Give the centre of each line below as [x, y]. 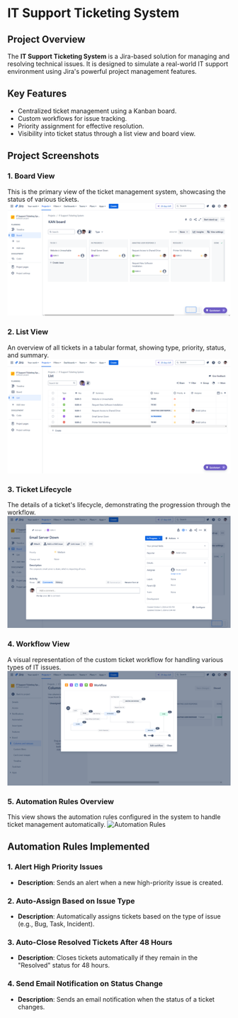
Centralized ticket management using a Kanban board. [97, 111]
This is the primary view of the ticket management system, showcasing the [117, 191]
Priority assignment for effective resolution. [81, 126]
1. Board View [31, 176]
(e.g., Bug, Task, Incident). [56, 924]
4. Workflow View [39, 644]
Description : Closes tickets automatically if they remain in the [108, 958]
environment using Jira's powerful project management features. [102, 71]
